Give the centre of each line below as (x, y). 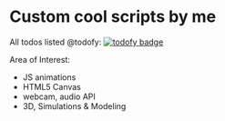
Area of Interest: (40, 59)
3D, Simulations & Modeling (74, 106)
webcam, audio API (59, 96)
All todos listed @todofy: (56, 42)
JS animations (49, 77)
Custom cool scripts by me (113, 17)
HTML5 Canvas (52, 86)
